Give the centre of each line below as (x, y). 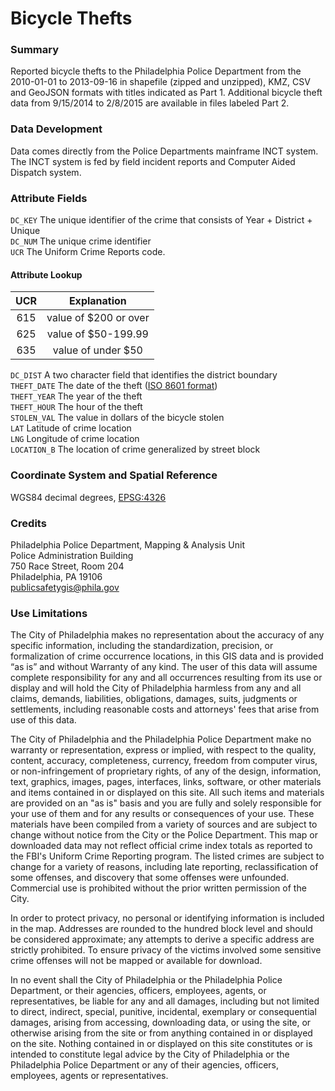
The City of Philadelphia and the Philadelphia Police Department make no (161, 739)
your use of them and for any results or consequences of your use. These (162, 814)
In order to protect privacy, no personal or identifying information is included (167, 918)
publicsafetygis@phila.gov (65, 587)
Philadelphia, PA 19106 (56, 576)
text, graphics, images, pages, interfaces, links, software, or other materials (166, 782)
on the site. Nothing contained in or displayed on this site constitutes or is (161, 1044)
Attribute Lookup (46, 274)
